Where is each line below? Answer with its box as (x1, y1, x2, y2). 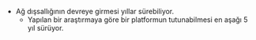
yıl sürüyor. (27, 24, 64, 32)
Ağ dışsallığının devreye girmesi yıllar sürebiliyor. (15, 7, 175, 16)
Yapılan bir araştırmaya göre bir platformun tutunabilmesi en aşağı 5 (27, 15, 248, 24)
